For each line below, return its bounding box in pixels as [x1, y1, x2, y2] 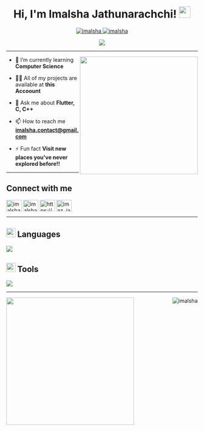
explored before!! [15, 160, 61, 167]
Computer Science [15, 63, 64, 70]
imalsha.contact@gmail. [15, 126, 79, 134]
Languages [17, 229, 61, 240]
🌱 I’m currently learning [15, 56, 74, 63]
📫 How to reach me [15, 117, 66, 124]
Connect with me [6, 183, 73, 194]
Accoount [15, 87, 41, 94]
